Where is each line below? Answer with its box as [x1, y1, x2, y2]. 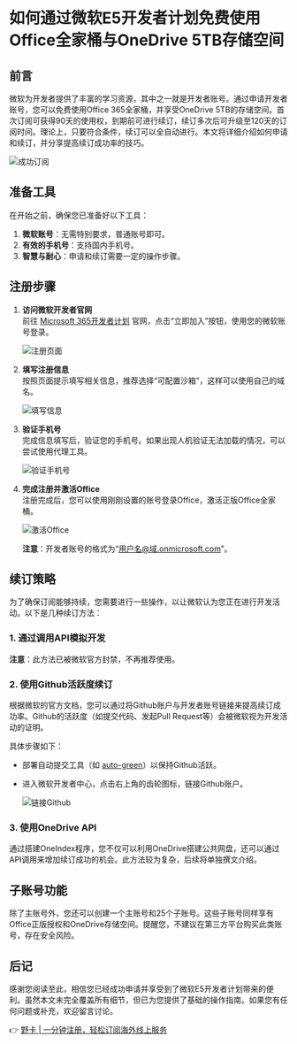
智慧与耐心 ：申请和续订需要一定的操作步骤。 [21, 250, 186, 261]
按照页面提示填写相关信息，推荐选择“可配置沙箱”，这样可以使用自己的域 [21, 375, 286, 386]
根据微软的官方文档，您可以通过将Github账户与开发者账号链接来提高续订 [9, 700, 274, 710]
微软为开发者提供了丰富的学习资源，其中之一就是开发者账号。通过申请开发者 [9, 94, 288, 104]
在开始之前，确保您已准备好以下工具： [9, 210, 148, 220]
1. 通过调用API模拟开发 [9, 632, 106, 644]
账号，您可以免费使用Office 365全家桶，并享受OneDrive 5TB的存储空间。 [9, 104, 277, 115]
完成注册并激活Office [21, 483, 100, 494]
